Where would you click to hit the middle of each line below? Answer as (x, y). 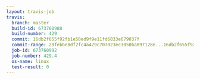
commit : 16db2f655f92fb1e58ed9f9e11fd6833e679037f (76, 39)
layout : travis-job (30, 12)
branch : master (30, 23)
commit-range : (29, 45)
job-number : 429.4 (35, 56)
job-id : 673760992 (35, 50)
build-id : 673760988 (37, 28)
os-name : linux (30, 61)
